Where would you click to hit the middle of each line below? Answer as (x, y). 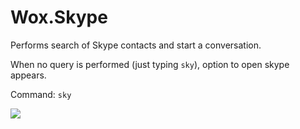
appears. (28, 75)
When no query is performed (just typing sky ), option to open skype (150, 64)
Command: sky (41, 94)
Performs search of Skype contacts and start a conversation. (136, 45)
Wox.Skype (59, 17)
